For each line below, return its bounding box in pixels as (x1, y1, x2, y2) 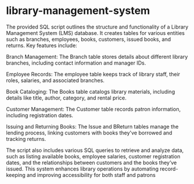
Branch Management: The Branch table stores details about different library (6, 53, 188, 60)
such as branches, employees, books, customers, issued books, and (6, 36, 171, 43)
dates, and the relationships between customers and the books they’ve (6, 159, 177, 166)
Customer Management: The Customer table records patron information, (6, 105, 181, 112)
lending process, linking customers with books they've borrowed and (6, 129, 172, 136)
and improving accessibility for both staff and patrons (26, 171, 156, 178)
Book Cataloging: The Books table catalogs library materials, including (6, 88, 175, 95)
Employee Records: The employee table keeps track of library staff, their (6, 70, 181, 77)
